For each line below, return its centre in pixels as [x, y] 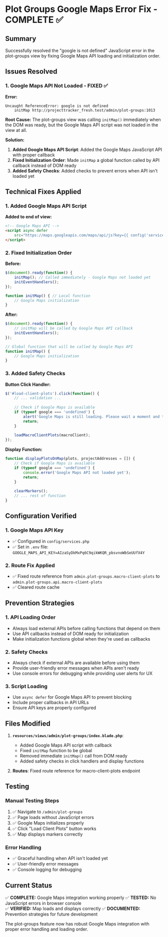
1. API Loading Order [30, 617]
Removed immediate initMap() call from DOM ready [73, 756]
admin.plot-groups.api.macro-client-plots [57, 582]
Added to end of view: [28, 217]
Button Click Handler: [28, 384]
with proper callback [33, 155]
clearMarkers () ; [31, 491]
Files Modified [28, 723]
